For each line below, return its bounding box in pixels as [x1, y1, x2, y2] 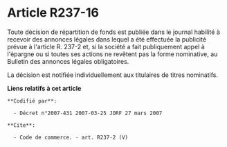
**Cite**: [7, 121, 36, 129]
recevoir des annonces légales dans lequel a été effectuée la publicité [7, 35, 206, 43]
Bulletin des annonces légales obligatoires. [7, 57, 129, 65]
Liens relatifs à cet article [7, 84, 82, 92]
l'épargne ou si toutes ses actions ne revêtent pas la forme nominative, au [7, 50, 218, 58]
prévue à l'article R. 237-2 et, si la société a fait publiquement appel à [7, 42, 206, 51]
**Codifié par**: [7, 97, 57, 105]
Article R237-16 [7, 5, 99, 21]
